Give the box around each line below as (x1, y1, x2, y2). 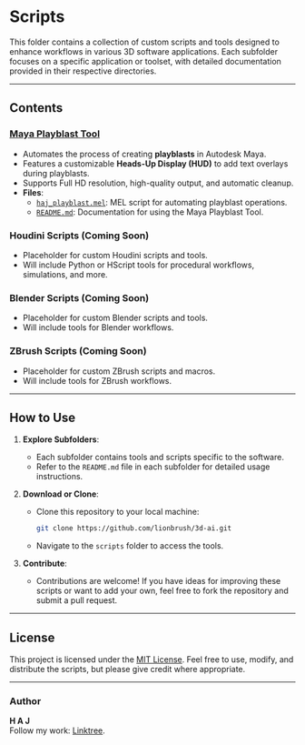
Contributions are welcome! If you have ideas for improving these (35, 576, 281, 587)
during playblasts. (22, 167, 90, 178)
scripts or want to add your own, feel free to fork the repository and (35, 585, 289, 597)
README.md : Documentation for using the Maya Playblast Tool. (35, 206, 264, 217)
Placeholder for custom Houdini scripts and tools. (22, 249, 209, 260)
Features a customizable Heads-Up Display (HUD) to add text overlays (22, 157, 289, 169)
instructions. (35, 471, 84, 482)
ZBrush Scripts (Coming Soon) (9, 345, 147, 357)
